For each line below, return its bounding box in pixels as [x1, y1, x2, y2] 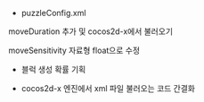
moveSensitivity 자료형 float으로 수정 [8, 45, 140, 55]
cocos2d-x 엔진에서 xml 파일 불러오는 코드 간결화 [20, 83, 195, 93]
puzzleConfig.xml [20, 8, 86, 18]
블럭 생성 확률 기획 [20, 64, 86, 74]
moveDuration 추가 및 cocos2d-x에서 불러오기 [8, 26, 174, 37]
